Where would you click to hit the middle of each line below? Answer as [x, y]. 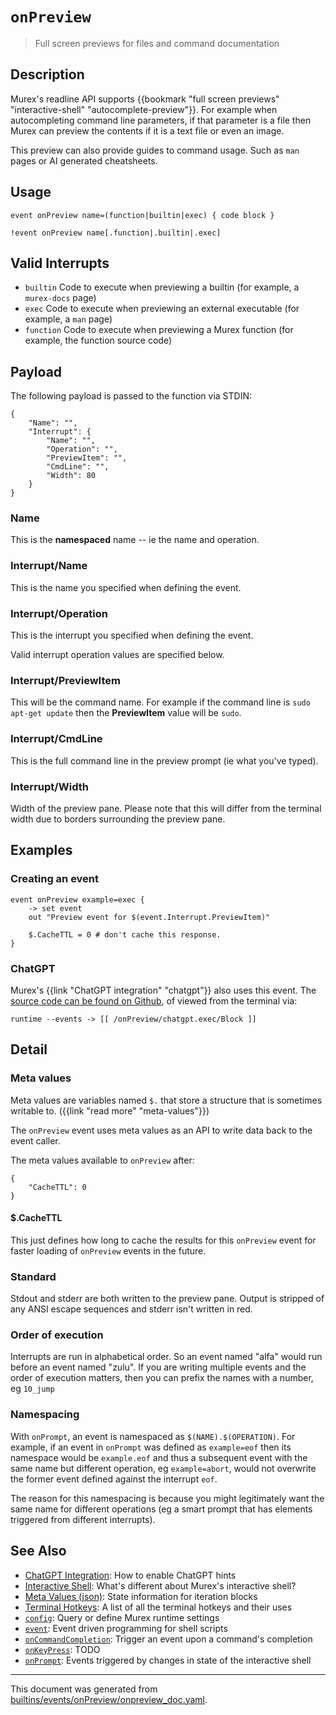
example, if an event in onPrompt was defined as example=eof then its [151, 1447]
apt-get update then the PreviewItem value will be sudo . [126, 713]
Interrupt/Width [49, 786]
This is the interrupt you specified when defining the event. [132, 635]
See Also [38, 1551]
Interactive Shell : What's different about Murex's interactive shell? [160, 1585]
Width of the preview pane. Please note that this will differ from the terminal [166, 808]
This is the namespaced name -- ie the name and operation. [135, 540]
